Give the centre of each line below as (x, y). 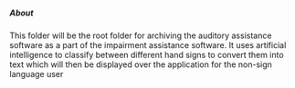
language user (37, 73)
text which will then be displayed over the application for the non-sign (141, 64)
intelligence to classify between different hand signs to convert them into (147, 54)
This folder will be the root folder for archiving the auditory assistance (141, 35)
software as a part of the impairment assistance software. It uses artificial (148, 44)
